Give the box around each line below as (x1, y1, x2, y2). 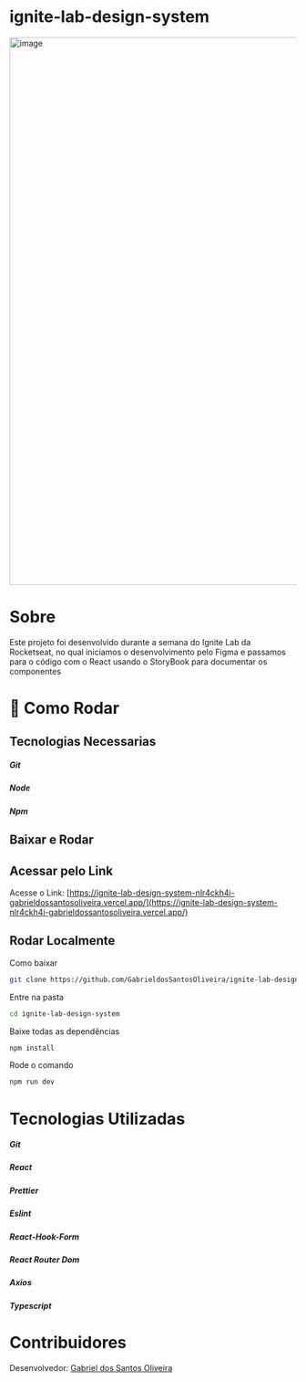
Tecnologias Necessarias (9, 734, 157, 749)
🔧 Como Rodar (9, 698, 120, 718)
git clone (9, 975, 47, 984)
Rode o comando (9, 1060, 74, 1071)
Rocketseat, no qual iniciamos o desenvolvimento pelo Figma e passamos (9, 646, 287, 657)
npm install (9, 1043, 55, 1052)
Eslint (9, 1208, 32, 1220)
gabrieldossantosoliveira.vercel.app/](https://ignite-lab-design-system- (9, 897, 278, 907)
